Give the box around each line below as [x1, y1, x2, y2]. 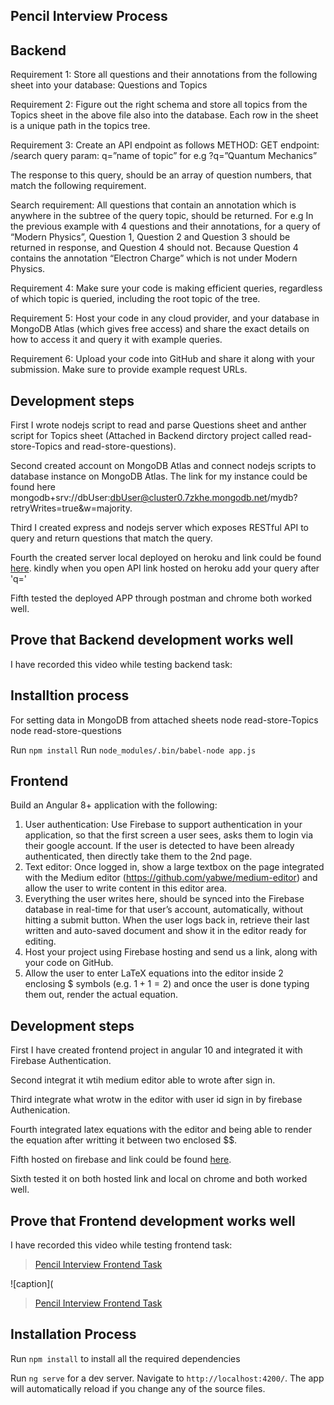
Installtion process [10, 687, 130, 704]
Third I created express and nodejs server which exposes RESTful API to [10, 522, 309, 534]
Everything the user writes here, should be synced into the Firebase [24, 893, 305, 905]
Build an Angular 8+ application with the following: [10, 799, 218, 811]
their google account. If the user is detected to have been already [24, 840, 295, 852]
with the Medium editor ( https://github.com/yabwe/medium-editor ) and [24, 872, 318, 884]
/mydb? [266, 492, 298, 504]
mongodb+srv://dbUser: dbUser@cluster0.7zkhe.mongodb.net [10, 492, 268, 504]
